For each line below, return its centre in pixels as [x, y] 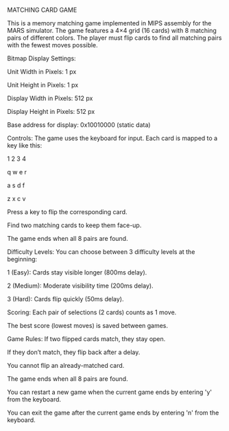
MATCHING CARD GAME [42, 10]
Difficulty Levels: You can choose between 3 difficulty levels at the [101, 252]
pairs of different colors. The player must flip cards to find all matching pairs [114, 38]
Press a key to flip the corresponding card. [68, 212]
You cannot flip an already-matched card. [66, 365]
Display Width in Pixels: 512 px [50, 98]
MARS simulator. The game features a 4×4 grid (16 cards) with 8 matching [112, 31]
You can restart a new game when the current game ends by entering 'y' [110, 392]
